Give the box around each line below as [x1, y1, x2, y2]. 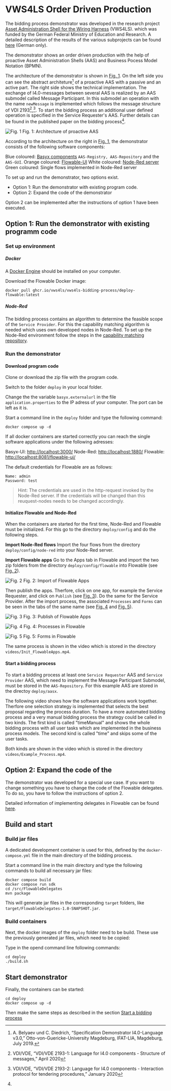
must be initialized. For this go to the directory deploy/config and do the [5, 526, 156, 533]
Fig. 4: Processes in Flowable [23, 623, 85, 630]
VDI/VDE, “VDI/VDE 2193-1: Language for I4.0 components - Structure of [12, 1050, 165, 1056]
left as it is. [5, 405, 28, 411]
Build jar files [5, 835, 38, 842]
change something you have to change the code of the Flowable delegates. [5, 784, 164, 790]
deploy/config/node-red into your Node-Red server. [5, 547, 114, 553]
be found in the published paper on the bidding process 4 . [5, 118, 126, 124]
